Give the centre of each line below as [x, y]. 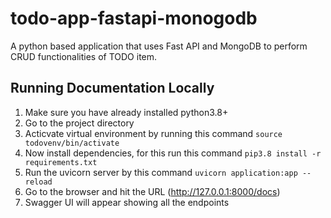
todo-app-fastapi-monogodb [134, 18]
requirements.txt [61, 162]
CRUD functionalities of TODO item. [84, 56]
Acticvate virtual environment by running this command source [153, 133]
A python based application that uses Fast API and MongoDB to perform [159, 46]
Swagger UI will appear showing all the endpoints [127, 202]
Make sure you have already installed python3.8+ [126, 112]
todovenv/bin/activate [72, 143]
